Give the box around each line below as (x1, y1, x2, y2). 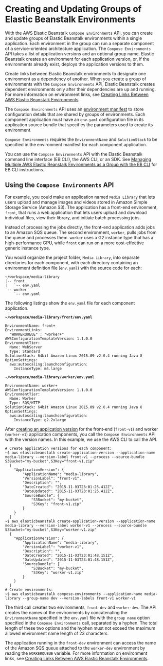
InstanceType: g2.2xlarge (14, 417, 67, 422)
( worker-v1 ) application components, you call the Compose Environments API (5, 431, 156, 437)
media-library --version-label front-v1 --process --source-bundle (5, 454, 145, 459)
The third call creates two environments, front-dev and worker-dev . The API (5, 604, 157, 610)
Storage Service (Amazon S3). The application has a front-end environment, (5, 204, 158, 210)
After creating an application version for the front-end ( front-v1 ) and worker (5, 426, 158, 432)
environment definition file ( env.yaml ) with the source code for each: (5, 265, 142, 271)
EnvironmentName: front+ (5, 323, 55, 328)
